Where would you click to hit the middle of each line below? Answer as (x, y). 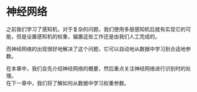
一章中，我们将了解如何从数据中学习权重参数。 (73, 83)
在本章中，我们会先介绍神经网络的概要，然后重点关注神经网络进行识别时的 (96, 68)
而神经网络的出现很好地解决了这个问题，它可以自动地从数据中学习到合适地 (96, 49)
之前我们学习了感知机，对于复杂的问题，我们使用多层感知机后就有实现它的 (96, 29)
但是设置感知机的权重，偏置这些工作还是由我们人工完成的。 (88, 36)
